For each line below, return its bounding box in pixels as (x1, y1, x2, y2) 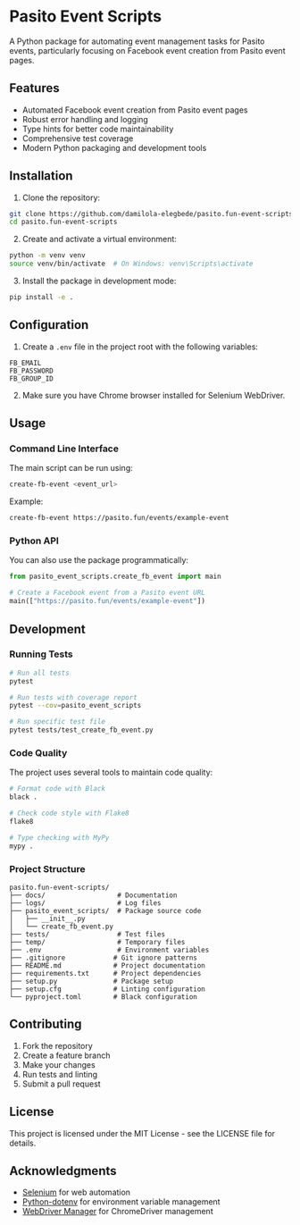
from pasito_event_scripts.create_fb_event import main (9, 572, 221, 582)
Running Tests (9, 648, 73, 660)
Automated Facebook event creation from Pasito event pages (21, 105, 248, 115)
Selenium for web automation (21, 1187, 131, 1198)
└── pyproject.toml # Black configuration (9, 992, 198, 1002)
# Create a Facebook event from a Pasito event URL (9, 588, 205, 598)
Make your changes (21, 1059, 96, 1070)
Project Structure (9, 862, 86, 875)
